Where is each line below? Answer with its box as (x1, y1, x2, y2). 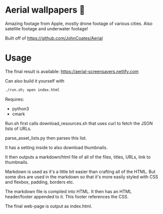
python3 (12, 106, 29, 111)
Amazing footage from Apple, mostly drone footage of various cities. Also (5, 21, 153, 26)
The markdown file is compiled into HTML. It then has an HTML (5, 188, 132, 194)
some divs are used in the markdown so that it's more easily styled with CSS (5, 173, 159, 180)
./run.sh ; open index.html (5, 87, 60, 92)
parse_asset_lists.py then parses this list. (5, 135, 87, 141)
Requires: (5, 96, 24, 102)
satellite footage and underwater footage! (5, 25, 89, 31)
